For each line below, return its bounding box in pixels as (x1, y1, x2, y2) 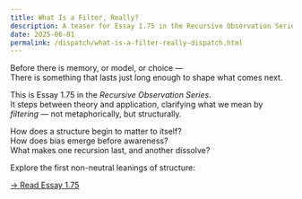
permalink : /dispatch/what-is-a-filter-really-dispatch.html (10, 38, 244, 48)
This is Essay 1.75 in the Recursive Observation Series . (10, 90, 211, 100)
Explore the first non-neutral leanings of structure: (10, 162, 195, 173)
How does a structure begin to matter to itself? (10, 126, 182, 137)
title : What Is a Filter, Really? (10, 13, 140, 22)
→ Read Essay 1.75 (10, 180, 80, 191)
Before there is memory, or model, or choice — (10, 63, 184, 74)
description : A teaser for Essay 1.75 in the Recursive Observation (10, 22, 272, 30)
